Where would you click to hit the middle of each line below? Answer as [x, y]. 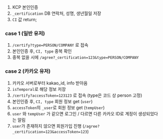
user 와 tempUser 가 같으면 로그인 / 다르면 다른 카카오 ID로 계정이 [75, 113]
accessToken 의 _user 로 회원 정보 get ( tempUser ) [58, 108]
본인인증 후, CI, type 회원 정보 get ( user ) [52, 101]
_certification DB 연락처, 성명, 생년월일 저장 [57, 13]
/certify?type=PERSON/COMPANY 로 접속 [50, 45]
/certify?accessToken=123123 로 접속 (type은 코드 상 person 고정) [77, 95]
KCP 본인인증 [25, 7]
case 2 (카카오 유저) [28, 71]
